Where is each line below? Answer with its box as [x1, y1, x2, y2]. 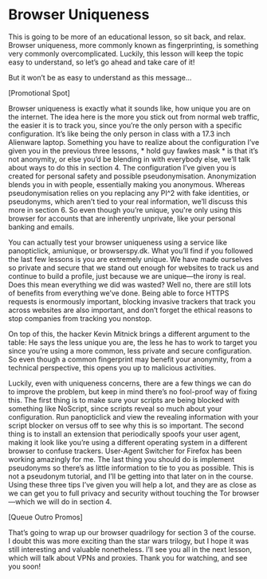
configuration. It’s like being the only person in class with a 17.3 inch [8, 129, 231, 139]
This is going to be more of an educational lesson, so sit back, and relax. [8, 32, 246, 41]
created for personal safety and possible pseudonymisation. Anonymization [8, 171, 257, 181]
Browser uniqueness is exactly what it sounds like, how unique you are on [8, 104, 251, 113]
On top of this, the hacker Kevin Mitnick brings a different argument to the [8, 329, 250, 338]
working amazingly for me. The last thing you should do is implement [8, 454, 235, 464]
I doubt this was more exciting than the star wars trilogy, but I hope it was [8, 536, 249, 546]
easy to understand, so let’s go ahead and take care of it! [8, 57, 195, 67]
